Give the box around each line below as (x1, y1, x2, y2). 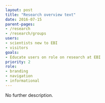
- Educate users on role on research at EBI (5, 54, 101, 60)
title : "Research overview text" (5, 12, 76, 17)
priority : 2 (5, 59, 30, 64)
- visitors (5, 45, 28, 50)
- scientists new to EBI (5, 41, 58, 46)
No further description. (5, 92, 53, 98)
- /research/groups (5, 31, 47, 36)
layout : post (5, 7, 33, 13)
